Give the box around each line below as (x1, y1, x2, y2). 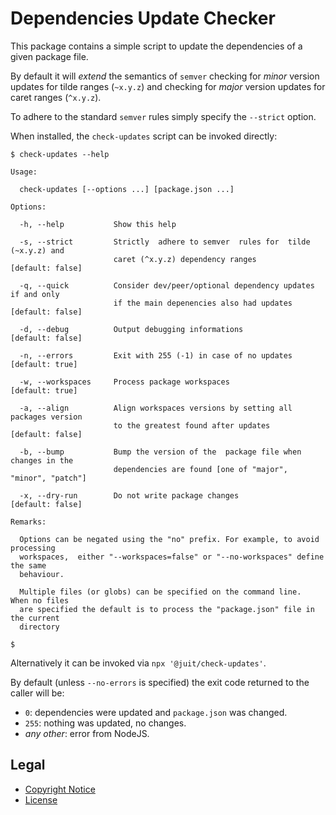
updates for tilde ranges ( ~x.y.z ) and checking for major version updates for (10, 80, 326, 92)
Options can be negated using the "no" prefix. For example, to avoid (19, 534, 320, 544)
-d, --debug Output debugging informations (19, 324, 244, 334)
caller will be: (10, 687, 65, 699)
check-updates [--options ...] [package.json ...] (19, 184, 235, 194)
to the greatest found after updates (113, 420, 271, 431)
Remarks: (10, 517, 47, 527)
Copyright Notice (24, 783, 96, 795)
